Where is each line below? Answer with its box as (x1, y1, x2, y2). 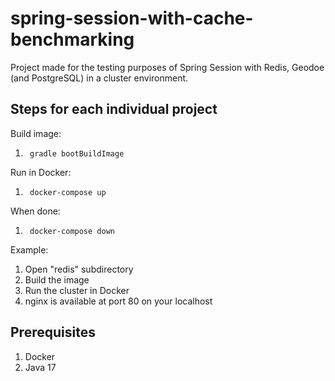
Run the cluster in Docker (24, 284, 130, 296)
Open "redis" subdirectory (24, 263, 134, 275)
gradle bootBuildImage (29, 148, 125, 159)
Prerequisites (10, 324, 96, 341)
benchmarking (10, 28, 135, 51)
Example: (10, 243, 49, 256)
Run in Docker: (10, 166, 72, 178)
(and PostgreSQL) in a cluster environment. (10, 72, 189, 84)
